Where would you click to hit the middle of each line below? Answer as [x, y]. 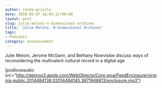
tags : [10, 32]
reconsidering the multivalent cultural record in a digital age [65, 60]
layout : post [18, 19]
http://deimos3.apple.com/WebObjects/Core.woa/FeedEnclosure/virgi [87, 75]
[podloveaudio [20, 70]
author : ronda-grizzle [28, 10]
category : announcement [29, 42]
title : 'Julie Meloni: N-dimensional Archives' [54, 28]
